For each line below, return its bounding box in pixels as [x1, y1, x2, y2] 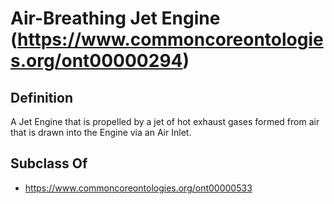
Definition [10, 89, 73, 106]
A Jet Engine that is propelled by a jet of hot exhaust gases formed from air [10, 116, 320, 127]
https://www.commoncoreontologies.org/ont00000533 [24, 182, 253, 194]
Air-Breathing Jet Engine [10, 7, 221, 30]
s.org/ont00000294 [10, 50, 183, 72]
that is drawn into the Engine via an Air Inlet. [10, 127, 192, 138]
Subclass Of [10, 155, 88, 172]
